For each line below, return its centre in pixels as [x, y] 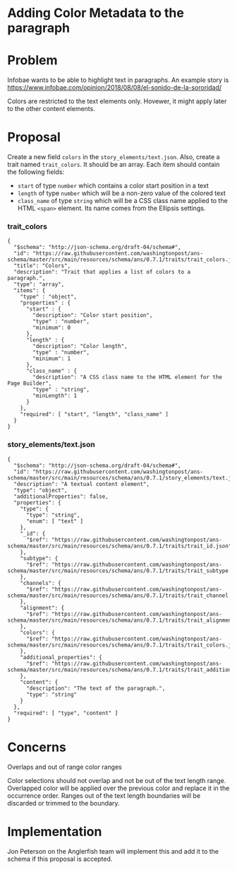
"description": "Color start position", [93, 315]
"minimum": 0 [52, 328]
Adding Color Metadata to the [96, 13]
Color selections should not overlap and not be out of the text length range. [117, 780]
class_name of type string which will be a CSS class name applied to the [122, 201]
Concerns [37, 747]
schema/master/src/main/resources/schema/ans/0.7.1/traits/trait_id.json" [120, 546]
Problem [32, 60]
